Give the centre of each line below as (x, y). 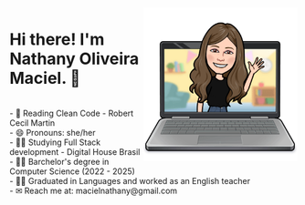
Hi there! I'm (57, 40)
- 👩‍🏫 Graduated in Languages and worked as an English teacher (130, 180)
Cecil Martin (32, 123)
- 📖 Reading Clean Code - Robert (72, 113)
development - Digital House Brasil (75, 151)
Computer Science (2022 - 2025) (72, 171)
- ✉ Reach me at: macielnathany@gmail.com (94, 190)
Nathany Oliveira (74, 59)
